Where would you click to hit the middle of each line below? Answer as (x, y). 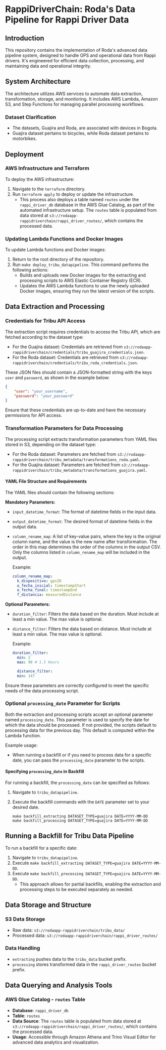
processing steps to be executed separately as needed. (77, 889)
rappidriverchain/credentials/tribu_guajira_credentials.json (78, 352)
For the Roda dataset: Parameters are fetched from (64, 454)
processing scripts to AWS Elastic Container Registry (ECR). (81, 280)
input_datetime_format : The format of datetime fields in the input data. (84, 512)
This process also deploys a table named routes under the (79, 199)
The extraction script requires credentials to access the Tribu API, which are (83, 332)
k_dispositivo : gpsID (39, 581)
